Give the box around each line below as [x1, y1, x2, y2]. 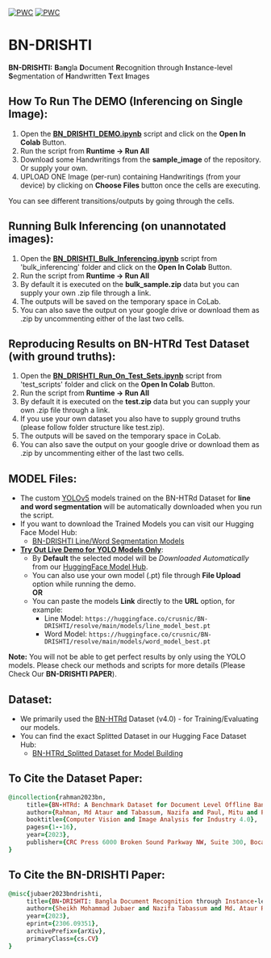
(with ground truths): [8, 349, 116, 363]
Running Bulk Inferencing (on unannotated [8, 219, 227, 234]
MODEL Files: [8, 471, 77, 485]
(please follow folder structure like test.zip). [19, 423, 165, 433]
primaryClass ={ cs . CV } [26, 935, 99, 943]
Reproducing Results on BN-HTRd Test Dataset [8, 336, 250, 351]
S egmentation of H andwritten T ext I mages [8, 71, 150, 81]
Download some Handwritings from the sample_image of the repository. [19, 154, 261, 164]
